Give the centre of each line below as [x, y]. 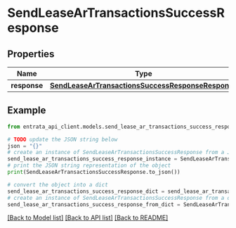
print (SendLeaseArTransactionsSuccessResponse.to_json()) [94, 172]
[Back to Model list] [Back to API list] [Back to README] [88, 218]
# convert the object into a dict [58, 184]
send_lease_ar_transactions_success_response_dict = [86, 191]
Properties [31, 54]
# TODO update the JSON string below [63, 139]
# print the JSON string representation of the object [89, 166]
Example [27, 110]
